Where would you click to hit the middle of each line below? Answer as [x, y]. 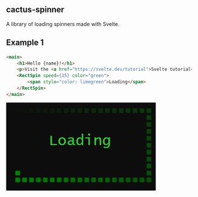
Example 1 [25, 43]
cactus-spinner [35, 10]
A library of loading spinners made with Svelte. [63, 24]
